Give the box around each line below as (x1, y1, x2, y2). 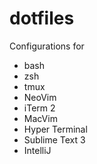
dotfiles (9, 7, 75, 30)
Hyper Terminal (23, 123, 88, 135)
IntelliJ (23, 144, 52, 156)
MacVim (23, 112, 58, 124)
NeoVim (23, 91, 57, 103)
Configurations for (9, 40, 85, 52)
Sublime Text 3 (23, 133, 86, 146)
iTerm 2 (23, 102, 56, 114)
